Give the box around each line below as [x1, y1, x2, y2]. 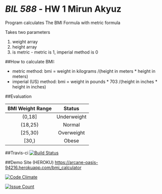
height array [12, 44, 37, 50]
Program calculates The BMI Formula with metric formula [5, 20, 121, 26]
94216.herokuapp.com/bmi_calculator [5, 165, 82, 170]
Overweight [58, 129, 85, 136]
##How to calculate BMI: [5, 58, 55, 64]
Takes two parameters [5, 29, 51, 35]
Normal [63, 121, 80, 128]
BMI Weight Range [7, 105, 52, 111]
